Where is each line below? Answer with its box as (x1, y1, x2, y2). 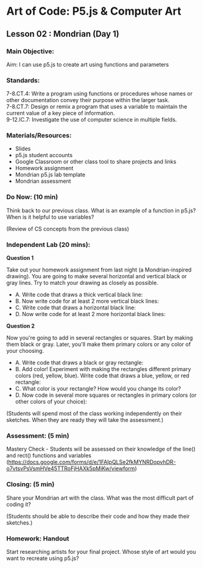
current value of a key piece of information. (6, 109, 115, 117)
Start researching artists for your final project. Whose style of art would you (6, 548, 196, 555)
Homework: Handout (6, 534, 69, 542)
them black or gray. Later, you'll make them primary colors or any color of (6, 341, 191, 348)
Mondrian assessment (15, 177, 71, 185)
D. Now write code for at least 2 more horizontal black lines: (15, 311, 166, 318)
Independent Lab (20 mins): (6, 240, 90, 249)
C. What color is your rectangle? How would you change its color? (15, 385, 182, 393)
